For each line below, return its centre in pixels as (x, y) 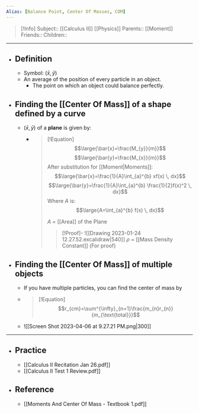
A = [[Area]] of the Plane (77, 222)
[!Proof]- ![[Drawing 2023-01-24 (101, 233)
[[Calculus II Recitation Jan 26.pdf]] (67, 364)
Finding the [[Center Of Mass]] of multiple (94, 264)
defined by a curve (50, 113)
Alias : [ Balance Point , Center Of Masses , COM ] (66, 12)
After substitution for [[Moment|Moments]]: (100, 167)
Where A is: (61, 201)
